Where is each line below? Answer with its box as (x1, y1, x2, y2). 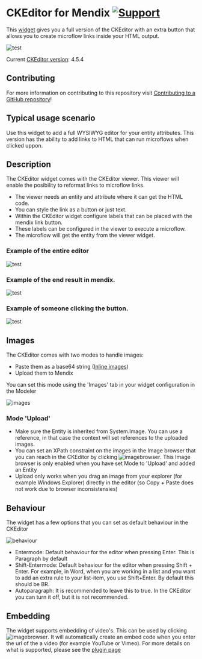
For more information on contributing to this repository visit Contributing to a (6, 89, 195, 96)
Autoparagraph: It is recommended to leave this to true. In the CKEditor (14, 587, 191, 595)
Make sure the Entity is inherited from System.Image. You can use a (14, 428, 183, 435)
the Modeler (6, 387, 37, 395)
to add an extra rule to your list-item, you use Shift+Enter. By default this (14, 574, 194, 581)
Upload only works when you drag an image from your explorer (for (14, 473, 183, 480)
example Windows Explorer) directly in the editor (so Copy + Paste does (14, 479, 194, 486)
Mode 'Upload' (6, 414, 51, 422)
